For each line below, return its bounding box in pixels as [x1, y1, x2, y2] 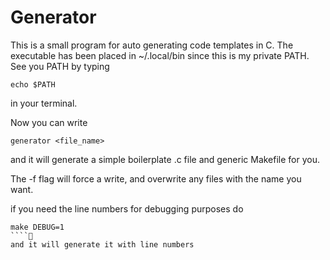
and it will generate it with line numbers [10, 239, 195, 250]
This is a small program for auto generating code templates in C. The [10, 39, 294, 51]
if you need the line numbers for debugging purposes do [10, 202, 244, 215]
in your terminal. [10, 97, 78, 109]
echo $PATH [10, 79, 56, 90]
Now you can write [10, 116, 88, 128]
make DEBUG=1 [10, 222, 65, 232]
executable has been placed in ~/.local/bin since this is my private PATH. [10, 49, 310, 61]
